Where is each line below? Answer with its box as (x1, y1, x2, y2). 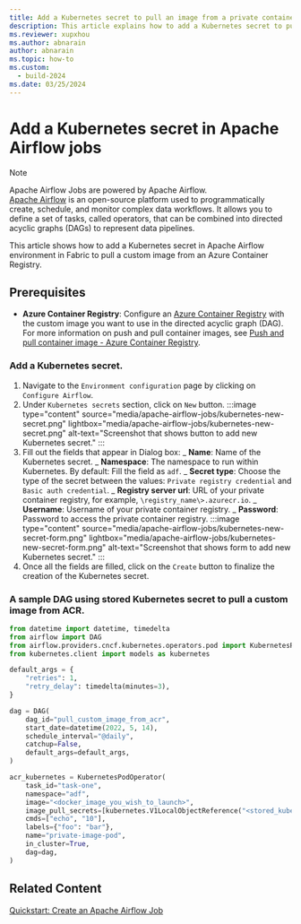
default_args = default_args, (25, 748, 130, 757)
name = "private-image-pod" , (25, 831, 126, 841)
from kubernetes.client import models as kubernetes (9, 649, 211, 659)
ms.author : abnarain (9, 38, 87, 47)
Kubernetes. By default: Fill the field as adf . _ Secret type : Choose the (21, 465, 281, 476)
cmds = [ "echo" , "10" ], (25, 815, 106, 824)
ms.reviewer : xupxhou (9, 30, 90, 39)
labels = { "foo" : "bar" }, (25, 823, 115, 832)
